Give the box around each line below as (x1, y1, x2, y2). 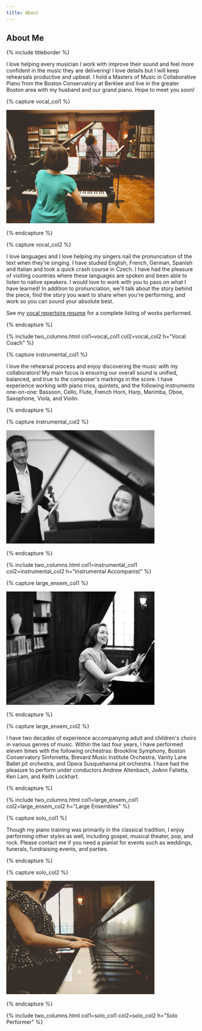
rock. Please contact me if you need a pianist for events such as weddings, (6, 839, 193, 846)
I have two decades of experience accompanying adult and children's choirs (6, 734, 197, 742)
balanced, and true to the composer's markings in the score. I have (6, 375, 173, 383)
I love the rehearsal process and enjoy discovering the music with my (6, 363, 178, 370)
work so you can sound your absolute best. (6, 298, 114, 305)
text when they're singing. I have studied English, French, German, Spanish (6, 259, 193, 267)
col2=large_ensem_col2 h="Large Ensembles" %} (6, 803, 130, 810)
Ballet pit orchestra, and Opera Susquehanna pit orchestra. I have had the (6, 760, 189, 768)
